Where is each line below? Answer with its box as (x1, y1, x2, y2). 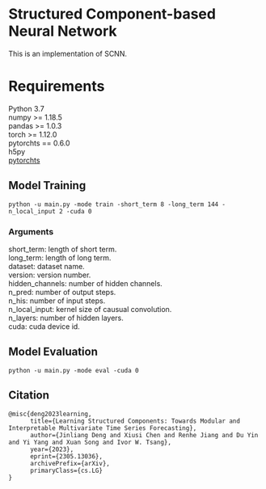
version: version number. (8, 270, 91, 280)
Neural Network (8, 22, 117, 40)
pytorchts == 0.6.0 (8, 138, 70, 148)
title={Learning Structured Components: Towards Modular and (29, 417, 241, 425)
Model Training (8, 179, 87, 192)
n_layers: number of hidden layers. (8, 313, 124, 322)
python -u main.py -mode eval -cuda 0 (8, 366, 139, 374)
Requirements (8, 78, 105, 95)
